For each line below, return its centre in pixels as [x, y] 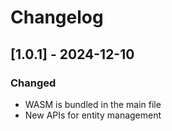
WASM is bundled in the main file [93, 104]
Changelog [57, 17]
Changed [33, 83]
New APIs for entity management [93, 115]
